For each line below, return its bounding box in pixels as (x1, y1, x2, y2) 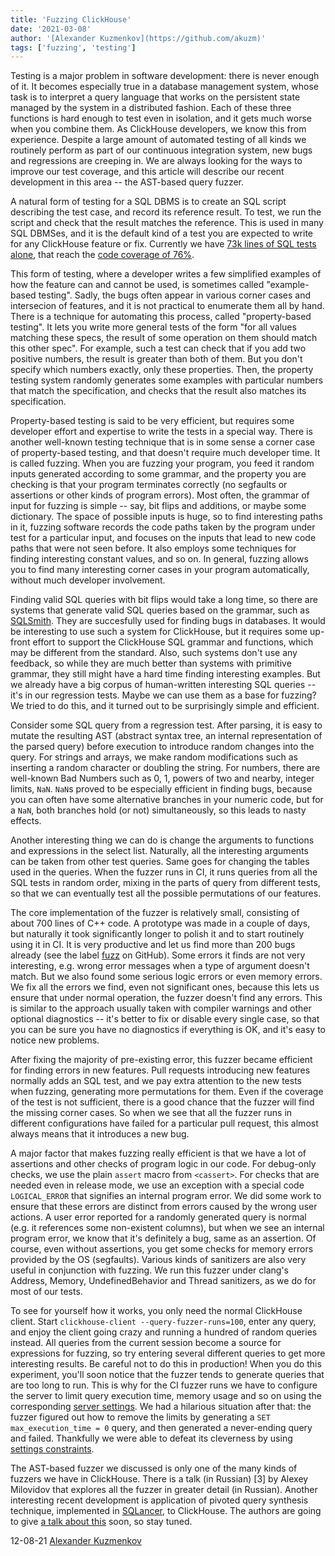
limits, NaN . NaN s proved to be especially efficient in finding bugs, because (10, 783, 313, 795)
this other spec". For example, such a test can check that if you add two (10, 342, 307, 355)
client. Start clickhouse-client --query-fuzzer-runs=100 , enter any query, (10, 1316, 317, 1328)
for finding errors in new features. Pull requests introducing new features (10, 1064, 311, 1076)
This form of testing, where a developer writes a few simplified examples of (10, 268, 322, 280)
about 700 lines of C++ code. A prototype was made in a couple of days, (10, 917, 311, 930)
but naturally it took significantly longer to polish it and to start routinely (10, 928, 305, 940)
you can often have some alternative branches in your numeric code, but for (10, 794, 324, 806)
